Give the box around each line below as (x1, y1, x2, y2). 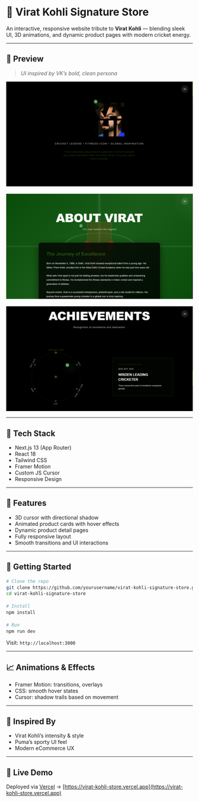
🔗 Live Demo (6, 767, 53, 778)
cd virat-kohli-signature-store (6, 591, 86, 597)
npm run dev (6, 628, 36, 634)
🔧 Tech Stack (6, 428, 56, 438)
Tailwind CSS (14, 457, 47, 464)
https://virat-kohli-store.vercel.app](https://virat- (64, 783, 184, 790)
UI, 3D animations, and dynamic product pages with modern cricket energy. (6, 31, 191, 38)
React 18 (14, 450, 36, 458)
